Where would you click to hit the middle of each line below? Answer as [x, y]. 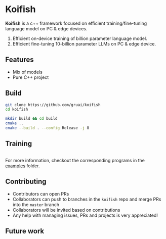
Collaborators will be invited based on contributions [66, 210]
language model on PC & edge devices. [46, 28]
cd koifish [17, 110]
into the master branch [36, 204]
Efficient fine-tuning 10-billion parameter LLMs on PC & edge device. [84, 43]
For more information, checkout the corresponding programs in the [75, 160]
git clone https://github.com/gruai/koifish [53, 105]
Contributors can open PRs [41, 194]
